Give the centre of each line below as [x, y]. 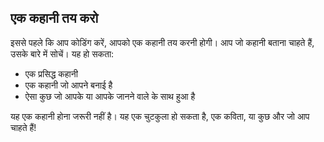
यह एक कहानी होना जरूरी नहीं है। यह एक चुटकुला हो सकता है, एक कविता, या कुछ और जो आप [160, 116]
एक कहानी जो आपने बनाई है [68, 85]
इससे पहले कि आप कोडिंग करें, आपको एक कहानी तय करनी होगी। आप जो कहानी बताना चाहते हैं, [162, 42]
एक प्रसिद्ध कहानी [51, 73]
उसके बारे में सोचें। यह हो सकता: [62, 53]
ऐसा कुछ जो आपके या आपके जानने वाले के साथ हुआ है [110, 96]
